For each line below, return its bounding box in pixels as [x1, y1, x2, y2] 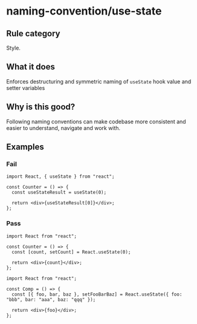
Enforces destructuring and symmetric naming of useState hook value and [6, 77, 192, 85]
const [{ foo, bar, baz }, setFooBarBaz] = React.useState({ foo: [11, 291, 182, 297]
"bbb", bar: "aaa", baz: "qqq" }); [6, 296, 96, 303]
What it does [6, 62, 56, 72]
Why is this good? [6, 102, 76, 112]
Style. [6, 44, 21, 51]
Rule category [6, 28, 60, 39]
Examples [6, 142, 44, 152]
